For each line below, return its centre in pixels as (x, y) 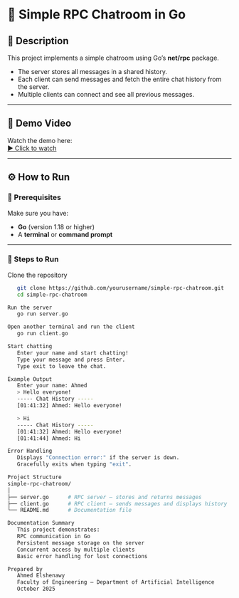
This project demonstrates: (58, 530)
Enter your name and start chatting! (73, 353)
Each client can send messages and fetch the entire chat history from (119, 79)
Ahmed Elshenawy (41, 576)
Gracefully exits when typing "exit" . (74, 465)
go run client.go (43, 334)
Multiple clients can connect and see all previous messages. (106, 94)
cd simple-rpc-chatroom (52, 295)
